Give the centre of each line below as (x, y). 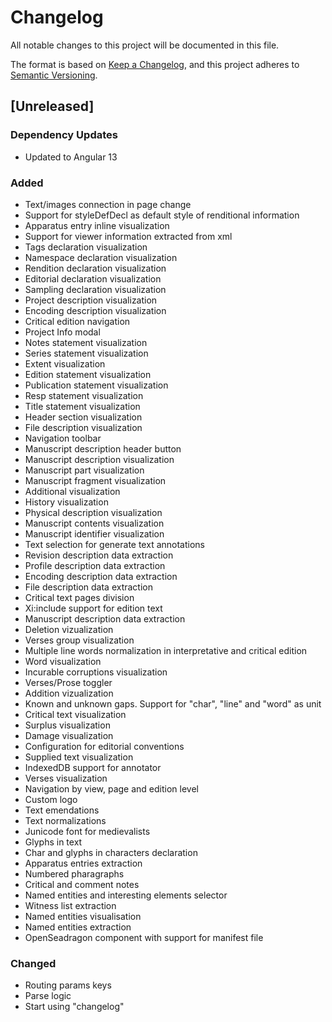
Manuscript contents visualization (94, 523)
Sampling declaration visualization (95, 289)
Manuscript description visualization (99, 459)
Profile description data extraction (95, 565)
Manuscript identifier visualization (94, 533)
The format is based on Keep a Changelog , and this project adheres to (155, 64)
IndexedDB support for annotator (93, 767)
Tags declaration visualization (86, 247)
